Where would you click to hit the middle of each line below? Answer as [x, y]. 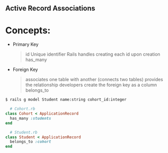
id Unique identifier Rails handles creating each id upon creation [93, 54]
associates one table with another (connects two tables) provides [94, 80]
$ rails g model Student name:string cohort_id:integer [66, 100]
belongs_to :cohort [31, 142]
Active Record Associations [50, 8]
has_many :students [31, 118]
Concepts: [28, 30]
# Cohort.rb [23, 109]
